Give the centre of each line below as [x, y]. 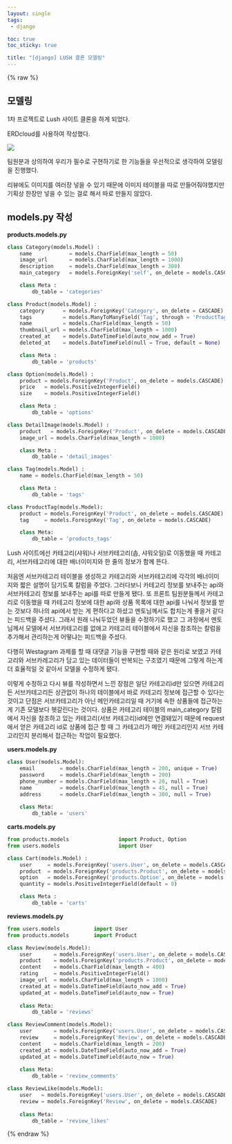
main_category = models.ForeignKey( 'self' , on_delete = [105, 273]
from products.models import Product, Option [97, 839]
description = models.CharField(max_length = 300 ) [100, 266]
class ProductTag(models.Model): [55, 507]
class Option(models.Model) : [51, 374]
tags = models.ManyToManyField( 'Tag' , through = [105, 317]
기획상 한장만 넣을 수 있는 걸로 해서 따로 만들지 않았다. [80, 193]
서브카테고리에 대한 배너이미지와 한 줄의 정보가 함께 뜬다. [93, 562]
